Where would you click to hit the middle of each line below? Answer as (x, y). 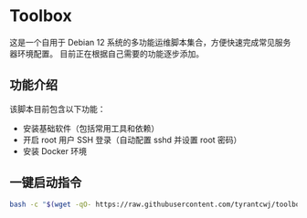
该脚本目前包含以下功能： (58, 109)
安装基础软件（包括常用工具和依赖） (91, 128)
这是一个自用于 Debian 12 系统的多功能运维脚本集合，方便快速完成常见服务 (150, 42)
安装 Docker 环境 (54, 151)
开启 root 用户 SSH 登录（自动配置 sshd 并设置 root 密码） (132, 140)
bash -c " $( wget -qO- (51, 204)
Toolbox (41, 16)
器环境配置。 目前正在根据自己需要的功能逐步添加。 (106, 53)
